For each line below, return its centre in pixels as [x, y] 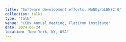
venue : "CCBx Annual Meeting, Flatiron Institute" [58, 23]
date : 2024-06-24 [23, 28]
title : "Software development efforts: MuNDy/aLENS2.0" [63, 9]
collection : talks [24, 14]
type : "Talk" [18, 18]
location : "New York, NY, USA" [37, 32]
